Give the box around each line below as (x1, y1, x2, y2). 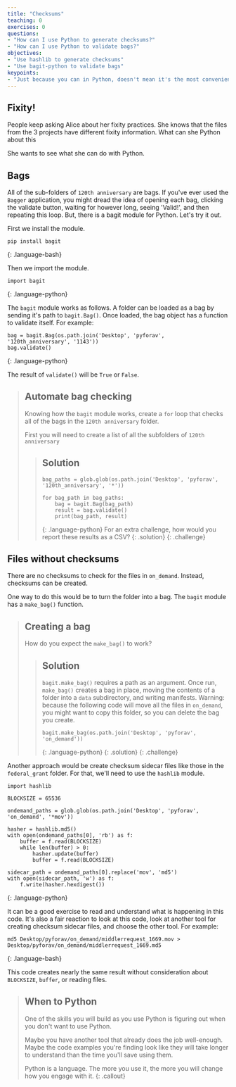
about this (7, 135, 37, 144)
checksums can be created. (7, 579, 88, 588)
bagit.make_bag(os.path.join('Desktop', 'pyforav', (41, 729, 197, 736)
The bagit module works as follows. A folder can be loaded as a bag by (7, 303, 214, 312)
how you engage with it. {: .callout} (24, 1072, 126, 1080)
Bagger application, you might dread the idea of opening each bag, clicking (7, 196, 223, 204)
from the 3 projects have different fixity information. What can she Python (7, 128, 221, 137)
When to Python (24, 995, 97, 1007)
